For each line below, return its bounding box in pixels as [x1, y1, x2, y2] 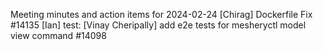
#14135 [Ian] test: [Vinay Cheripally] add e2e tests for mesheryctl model [10, 19, 307, 31]
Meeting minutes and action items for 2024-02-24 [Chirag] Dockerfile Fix [10, 9, 313, 20]
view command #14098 [10, 30, 107, 41]
